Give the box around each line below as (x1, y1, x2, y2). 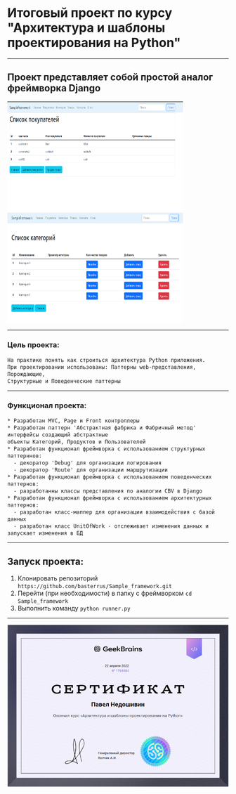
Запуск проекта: (7, 555, 84, 567)
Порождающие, (7, 371, 46, 378)
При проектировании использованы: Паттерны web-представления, (7, 364, 197, 371)
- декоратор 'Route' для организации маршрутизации (13, 467, 169, 474)
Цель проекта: (7, 339, 60, 349)
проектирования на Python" (7, 35, 181, 51)
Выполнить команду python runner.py (17, 604, 131, 613)
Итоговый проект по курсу (7, 5, 173, 21)
